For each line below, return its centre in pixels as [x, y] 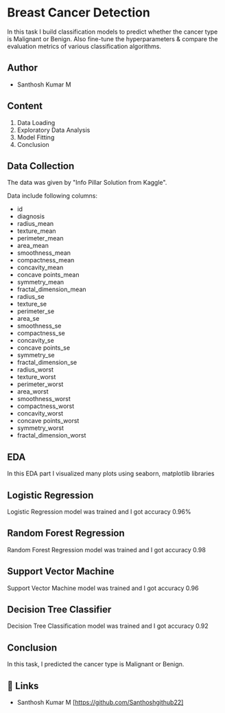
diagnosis [31, 216]
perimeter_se [36, 311]
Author [22, 68]
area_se [28, 319]
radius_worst [35, 370]
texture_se [32, 304]
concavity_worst [40, 414]
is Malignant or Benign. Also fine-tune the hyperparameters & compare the [113, 38]
